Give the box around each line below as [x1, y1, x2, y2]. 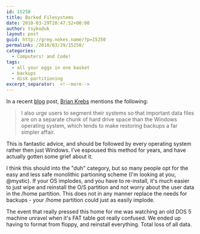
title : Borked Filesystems [6, 14, 74, 20]
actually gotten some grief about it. [6, 153, 93, 160]
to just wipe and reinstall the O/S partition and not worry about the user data [6, 184, 195, 191]
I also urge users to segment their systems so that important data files [20, 109, 195, 116]
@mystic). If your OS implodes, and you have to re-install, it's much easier [6, 178, 190, 184]
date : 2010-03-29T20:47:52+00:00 [6, 20, 90, 26]
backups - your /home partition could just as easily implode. [6, 196, 155, 203]
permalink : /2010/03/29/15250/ [6, 43, 85, 49]
